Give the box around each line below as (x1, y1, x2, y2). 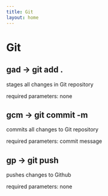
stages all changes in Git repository (6, 80, 94, 88)
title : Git (6, 8, 34, 15)
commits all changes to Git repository (6, 126, 99, 133)
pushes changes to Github (6, 171, 71, 178)
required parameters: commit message (6, 137, 103, 145)
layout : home (6, 15, 39, 21)
